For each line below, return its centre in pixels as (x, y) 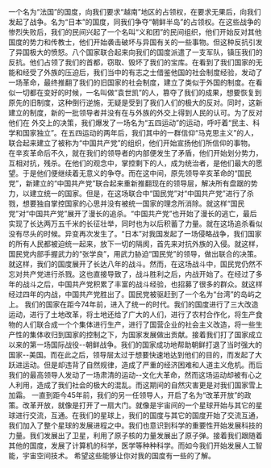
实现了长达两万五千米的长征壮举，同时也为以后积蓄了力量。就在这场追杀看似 (135, 224)
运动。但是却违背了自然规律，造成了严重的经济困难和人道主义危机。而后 (142, 365)
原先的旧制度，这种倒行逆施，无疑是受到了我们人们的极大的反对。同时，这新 (135, 102)
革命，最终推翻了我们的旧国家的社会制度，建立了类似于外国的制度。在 (139, 82)
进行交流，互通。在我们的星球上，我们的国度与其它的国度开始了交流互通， (139, 415)
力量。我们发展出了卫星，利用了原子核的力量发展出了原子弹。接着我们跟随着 (135, 435)
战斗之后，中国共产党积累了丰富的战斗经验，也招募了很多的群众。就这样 (142, 284)
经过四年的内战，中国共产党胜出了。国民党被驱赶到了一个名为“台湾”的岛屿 (132, 294)
